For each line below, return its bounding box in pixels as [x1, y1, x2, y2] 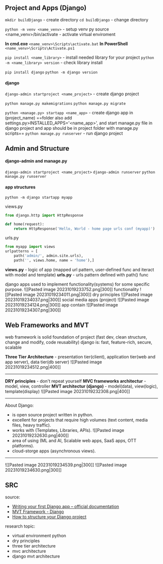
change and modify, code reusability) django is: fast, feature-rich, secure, [5, 339, 153, 345]
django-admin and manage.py [5, 158, 67, 164]
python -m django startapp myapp [5, 195, 73, 200]
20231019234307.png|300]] [5, 307, 61, 313]
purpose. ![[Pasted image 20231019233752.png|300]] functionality [5, 286, 139, 292]
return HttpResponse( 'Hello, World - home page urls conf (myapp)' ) [14, 226, 155, 231]
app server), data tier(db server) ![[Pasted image [5, 359, 102, 365]
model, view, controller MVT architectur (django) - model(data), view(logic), [5, 383, 158, 389]
